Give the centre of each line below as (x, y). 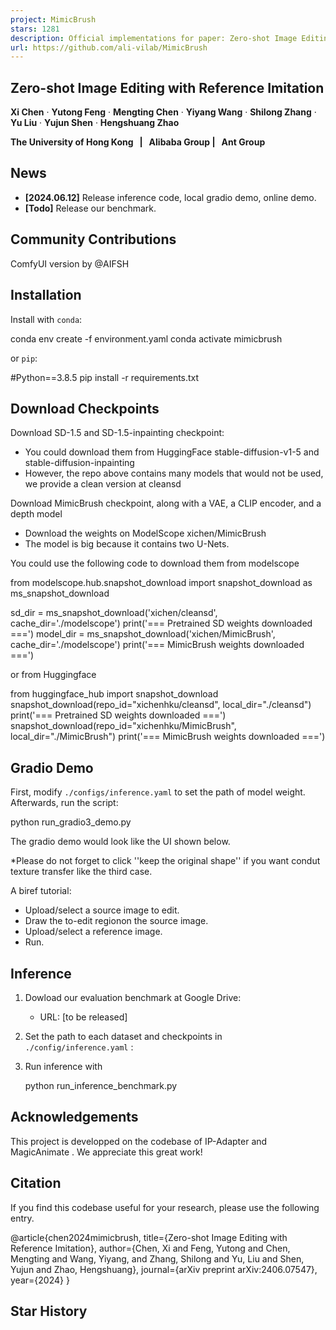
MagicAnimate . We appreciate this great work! (106, 1152)
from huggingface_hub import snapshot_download (114, 694)
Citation (36, 1183)
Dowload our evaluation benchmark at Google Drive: (133, 997)
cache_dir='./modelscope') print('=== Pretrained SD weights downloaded (161, 623)
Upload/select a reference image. (93, 932)
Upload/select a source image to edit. (102, 910)
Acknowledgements (74, 1117)
